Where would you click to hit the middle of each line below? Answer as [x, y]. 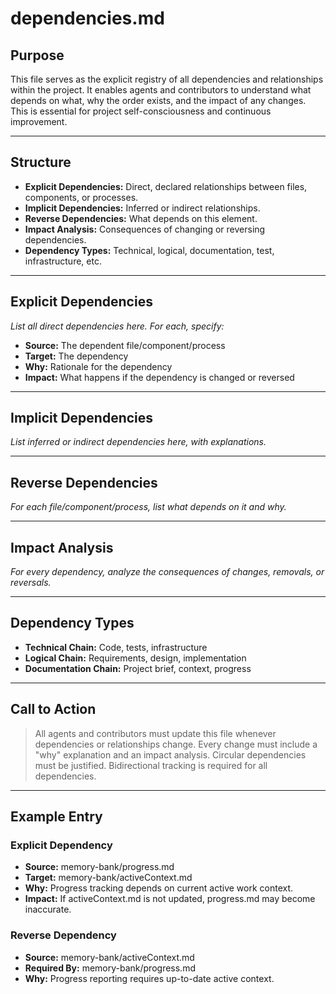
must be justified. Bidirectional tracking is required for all [151, 765]
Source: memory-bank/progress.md [99, 867]
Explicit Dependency [61, 845]
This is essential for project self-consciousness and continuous [141, 111]
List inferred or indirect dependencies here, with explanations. [138, 442]
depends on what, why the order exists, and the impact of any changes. [158, 100]
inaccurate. [48, 909]
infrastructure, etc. [63, 261]
